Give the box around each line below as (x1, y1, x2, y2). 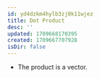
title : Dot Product (7, 17, 65, 24)
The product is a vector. (17, 63, 88, 71)
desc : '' (7, 23, 33, 30)
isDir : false (7, 43, 46, 50)
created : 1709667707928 (7, 37, 78, 44)
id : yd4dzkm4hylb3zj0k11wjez (7, 10, 94, 18)
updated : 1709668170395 (7, 30, 78, 38)
